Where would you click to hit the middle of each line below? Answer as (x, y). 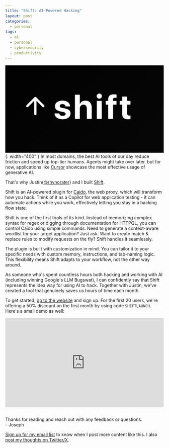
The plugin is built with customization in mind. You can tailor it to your (77, 248)
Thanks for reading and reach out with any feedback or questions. (74, 419)
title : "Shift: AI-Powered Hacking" (44, 11)
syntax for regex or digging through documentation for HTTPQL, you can (81, 223)
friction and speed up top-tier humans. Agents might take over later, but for (83, 161)
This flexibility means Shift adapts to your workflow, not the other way (77, 259)
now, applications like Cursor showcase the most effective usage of (75, 167)
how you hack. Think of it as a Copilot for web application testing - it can (80, 197)
